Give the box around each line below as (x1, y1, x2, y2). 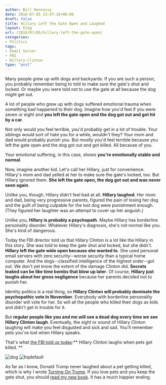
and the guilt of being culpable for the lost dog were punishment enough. (5, 202, 154, 208)
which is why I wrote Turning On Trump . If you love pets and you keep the (5, 369, 156, 375)
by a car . (5, 117, 24, 123)
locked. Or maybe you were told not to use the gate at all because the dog (5, 86, 156, 92)
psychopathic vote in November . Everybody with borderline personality (5, 294, 153, 300)
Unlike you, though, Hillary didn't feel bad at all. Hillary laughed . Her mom (5, 192, 156, 198)
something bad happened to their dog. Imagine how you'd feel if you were (5, 107, 156, 113)
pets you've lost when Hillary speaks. (5, 330, 82, 336)
